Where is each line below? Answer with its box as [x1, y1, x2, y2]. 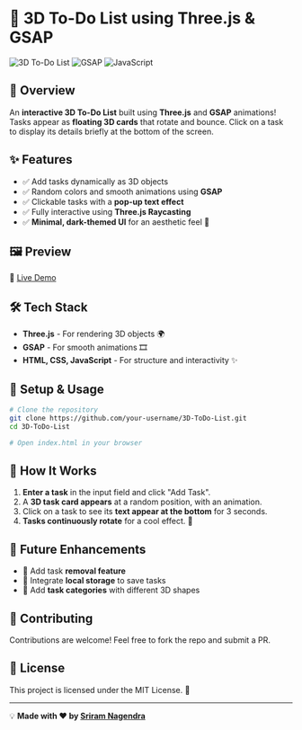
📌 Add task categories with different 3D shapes [22, 584, 200, 596]
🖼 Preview [9, 244, 72, 259]
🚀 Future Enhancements [9, 541, 147, 556]
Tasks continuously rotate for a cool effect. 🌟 [22, 516, 193, 527]
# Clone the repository [9, 405, 99, 414]
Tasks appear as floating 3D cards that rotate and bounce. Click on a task [9, 116, 284, 127]
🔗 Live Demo [9, 272, 57, 283]
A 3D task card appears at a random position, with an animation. [22, 496, 262, 507]
